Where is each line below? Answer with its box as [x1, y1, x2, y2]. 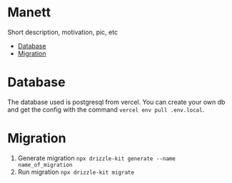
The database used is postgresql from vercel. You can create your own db [7, 98, 226, 106]
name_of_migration [17, 161, 73, 168]
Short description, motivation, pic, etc [7, 28, 118, 36]
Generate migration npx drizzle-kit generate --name [17, 154, 176, 162]
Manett [7, 4, 51, 21]
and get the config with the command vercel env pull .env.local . [7, 105, 205, 114]
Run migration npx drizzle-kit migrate [17, 167, 134, 176]
